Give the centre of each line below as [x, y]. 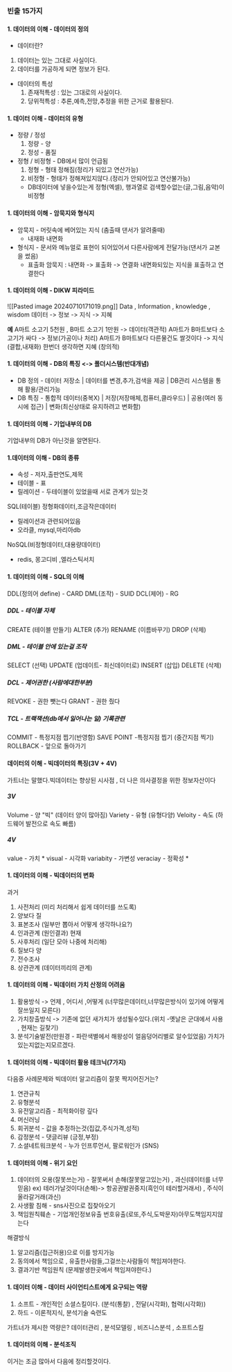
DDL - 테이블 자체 [31, 611]
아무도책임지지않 [201, 1214]
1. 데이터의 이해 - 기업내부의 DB [50, 424]
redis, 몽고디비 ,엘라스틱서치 [56, 560]
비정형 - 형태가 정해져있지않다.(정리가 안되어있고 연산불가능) [109, 178]
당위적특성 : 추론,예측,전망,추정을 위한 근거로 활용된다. [100, 101]
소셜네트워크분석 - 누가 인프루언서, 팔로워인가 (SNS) [88, 1146]
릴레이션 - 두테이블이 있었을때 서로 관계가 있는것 [82, 492]
